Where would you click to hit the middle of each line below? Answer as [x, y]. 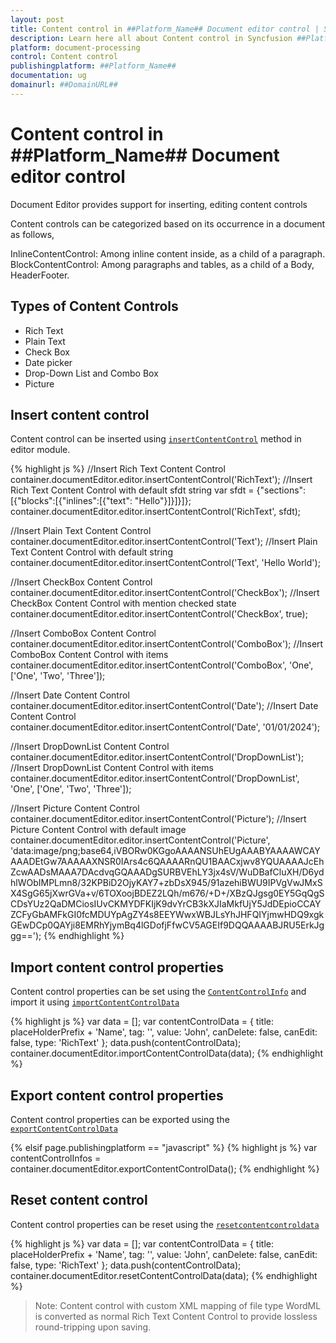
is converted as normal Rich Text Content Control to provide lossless [176, 1316]
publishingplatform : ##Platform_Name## [93, 66]
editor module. [40, 450]
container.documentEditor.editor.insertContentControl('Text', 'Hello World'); [165, 563]
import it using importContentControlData [95, 1002]
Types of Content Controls [94, 306]
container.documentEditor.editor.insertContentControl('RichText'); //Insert [161, 480]
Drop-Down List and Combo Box [91, 373]
